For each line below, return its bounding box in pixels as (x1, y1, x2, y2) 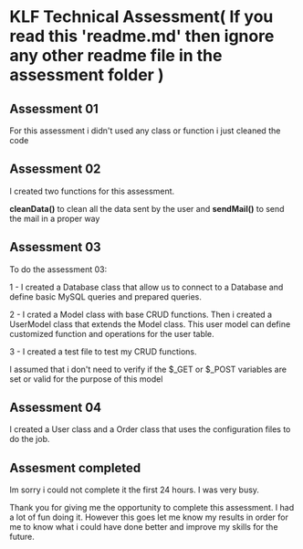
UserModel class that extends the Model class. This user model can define (9, 318, 291, 330)
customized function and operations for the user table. (9, 328, 214, 339)
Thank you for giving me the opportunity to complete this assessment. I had (9, 502, 295, 513)
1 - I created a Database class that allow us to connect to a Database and (9, 281, 284, 292)
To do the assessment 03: (9, 263, 108, 275)
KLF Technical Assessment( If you (9, 6, 274, 27)
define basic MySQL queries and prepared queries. (9, 290, 203, 302)
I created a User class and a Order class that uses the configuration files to (9, 424, 291, 435)
